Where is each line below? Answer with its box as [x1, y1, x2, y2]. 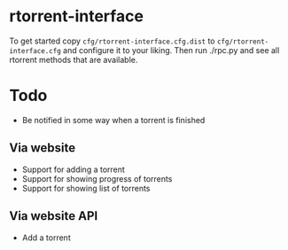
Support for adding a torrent [21, 164, 126, 175]
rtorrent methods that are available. [9, 54, 138, 65]
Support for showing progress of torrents [21, 173, 173, 184]
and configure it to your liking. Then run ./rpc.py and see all [63, 44, 280, 55]
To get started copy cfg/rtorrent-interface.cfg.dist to [9, 35, 215, 46]
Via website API [9, 208, 98, 223]
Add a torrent [21, 232, 71, 243]
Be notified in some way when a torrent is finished [21, 114, 206, 125]
